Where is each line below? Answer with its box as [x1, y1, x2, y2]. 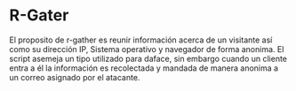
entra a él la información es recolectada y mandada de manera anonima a [9, 63, 278, 73]
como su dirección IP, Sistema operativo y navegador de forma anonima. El [9, 43, 284, 54]
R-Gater [9, 5, 69, 26]
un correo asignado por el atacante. [9, 72, 140, 82]
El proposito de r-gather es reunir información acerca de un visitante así [9, 34, 273, 45]
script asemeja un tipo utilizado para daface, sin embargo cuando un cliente [9, 53, 287, 64]
